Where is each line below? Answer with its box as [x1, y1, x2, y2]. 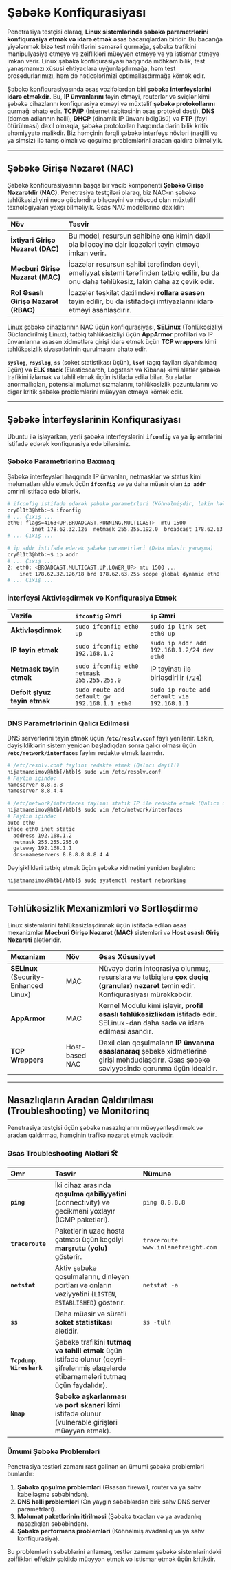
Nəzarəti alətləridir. [7, 936, 62, 944]
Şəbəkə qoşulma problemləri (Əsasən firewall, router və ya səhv [16, 1483, 201, 1491]
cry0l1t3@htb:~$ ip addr [7, 551, 78, 558]
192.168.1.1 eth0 [75, 699, 132, 707]
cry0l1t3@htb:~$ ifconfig [7, 507, 81, 514]
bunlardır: [7, 1470, 34, 1478]
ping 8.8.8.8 [142, 1198, 186, 1206]
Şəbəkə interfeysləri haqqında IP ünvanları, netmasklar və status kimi [7, 472, 202, 481]
